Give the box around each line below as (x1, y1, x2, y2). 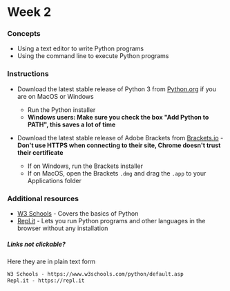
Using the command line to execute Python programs (17, 52, 169, 60)
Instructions (7, 69, 50, 79)
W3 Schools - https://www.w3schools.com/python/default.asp (7, 271, 184, 278)
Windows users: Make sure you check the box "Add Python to (27, 113, 209, 121)
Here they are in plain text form (7, 257, 95, 266)
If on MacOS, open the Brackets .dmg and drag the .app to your (27, 169, 207, 177)
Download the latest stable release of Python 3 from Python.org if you (17, 84, 216, 93)
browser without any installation (17, 224, 108, 232)
